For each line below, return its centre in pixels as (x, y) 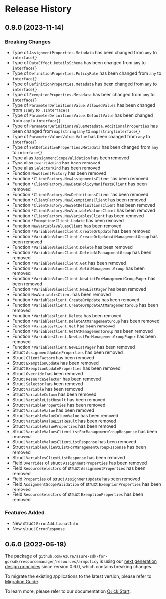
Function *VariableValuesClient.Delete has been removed (72, 247)
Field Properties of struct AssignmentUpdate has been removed (76, 479)
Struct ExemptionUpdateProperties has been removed (66, 368)
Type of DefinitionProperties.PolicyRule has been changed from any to (87, 73)
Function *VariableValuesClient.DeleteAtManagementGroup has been (82, 252)
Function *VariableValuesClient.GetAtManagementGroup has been (78, 268)
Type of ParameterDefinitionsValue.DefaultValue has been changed (83, 115)
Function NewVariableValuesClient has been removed (67, 226)
